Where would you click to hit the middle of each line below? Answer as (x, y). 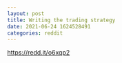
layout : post (26, 13)
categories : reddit (35, 33)
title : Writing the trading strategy (61, 20)
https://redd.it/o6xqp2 (39, 53)
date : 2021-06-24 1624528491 (49, 26)
